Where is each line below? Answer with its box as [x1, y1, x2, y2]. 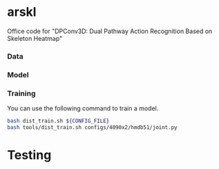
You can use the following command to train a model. [7, 104, 159, 112]
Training [7, 88, 36, 98]
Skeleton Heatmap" [7, 34, 63, 42]
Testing [7, 148, 52, 163]
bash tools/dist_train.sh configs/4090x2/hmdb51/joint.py [7, 123, 178, 131]
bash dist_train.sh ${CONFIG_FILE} [7, 118, 110, 125]
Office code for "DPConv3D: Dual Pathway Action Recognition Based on [7, 27, 213, 35]
